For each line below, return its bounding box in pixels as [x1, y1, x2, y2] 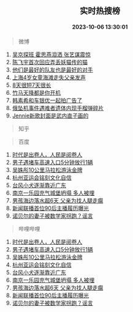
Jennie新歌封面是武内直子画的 [12, 112, 89, 119]
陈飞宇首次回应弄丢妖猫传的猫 [12, 58, 88, 65]
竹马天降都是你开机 [12, 89, 61, 96]
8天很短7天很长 [12, 81, 51, 89]
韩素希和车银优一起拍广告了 [12, 97, 83, 104]
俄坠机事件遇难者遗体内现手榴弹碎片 [12, 104, 104, 111]
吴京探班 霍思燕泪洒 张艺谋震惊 [12, 51, 91, 58]
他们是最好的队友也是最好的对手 [12, 66, 93, 73]
